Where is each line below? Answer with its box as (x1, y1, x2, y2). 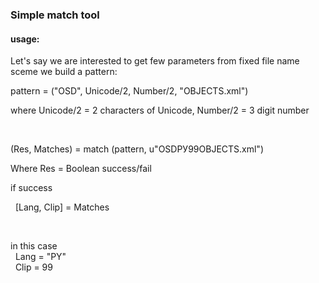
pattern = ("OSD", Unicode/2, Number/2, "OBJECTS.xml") (10, 85, 249, 97)
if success (10, 182, 53, 194)
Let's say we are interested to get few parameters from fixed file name (10, 55, 300, 67)
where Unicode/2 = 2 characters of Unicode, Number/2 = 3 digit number (10, 104, 310, 117)
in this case (10, 240, 58, 252)
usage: (10, 33, 40, 45)
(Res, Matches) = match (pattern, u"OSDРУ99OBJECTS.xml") (10, 143, 265, 155)
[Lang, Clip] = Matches (14, 201, 110, 213)
